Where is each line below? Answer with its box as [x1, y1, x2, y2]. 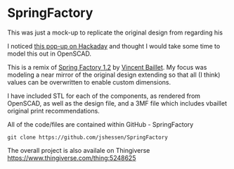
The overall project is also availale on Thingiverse [7, 146, 150, 154]
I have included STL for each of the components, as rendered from [7, 92, 201, 100]
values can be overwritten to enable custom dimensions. [7, 77, 171, 86]
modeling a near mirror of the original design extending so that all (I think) [7, 70, 221, 79]
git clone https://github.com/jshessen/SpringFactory [7, 134, 169, 141]
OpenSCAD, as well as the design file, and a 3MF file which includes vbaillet [7, 99, 227, 107]
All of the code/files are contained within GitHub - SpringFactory [7, 120, 194, 128]
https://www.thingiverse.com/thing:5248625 [7, 154, 136, 162]
